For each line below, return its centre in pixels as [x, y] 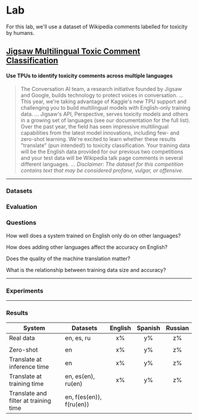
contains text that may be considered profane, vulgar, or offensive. [102, 170]
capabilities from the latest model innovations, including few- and [100, 133]
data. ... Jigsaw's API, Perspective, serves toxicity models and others [104, 114]
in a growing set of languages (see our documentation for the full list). [105, 120]
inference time [29, 367]
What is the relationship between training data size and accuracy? [86, 270]
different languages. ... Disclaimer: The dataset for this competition [102, 164]
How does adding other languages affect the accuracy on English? [87, 247]
